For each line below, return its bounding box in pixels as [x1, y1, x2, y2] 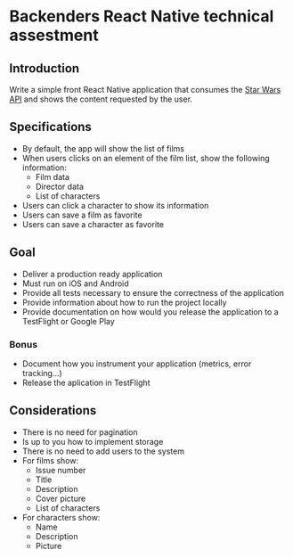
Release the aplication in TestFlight [21, 377, 151, 388]
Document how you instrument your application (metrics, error [21, 358, 252, 369]
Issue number [35, 464, 86, 475]
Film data [35, 171, 69, 182]
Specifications [9, 119, 92, 135]
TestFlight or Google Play [21, 316, 116, 326]
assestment [9, 25, 100, 45]
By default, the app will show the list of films [21, 143, 185, 153]
